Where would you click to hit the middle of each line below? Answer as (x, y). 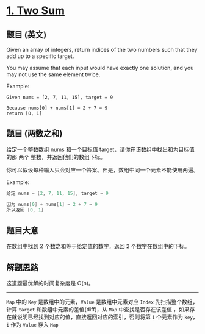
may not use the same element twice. (53, 74)
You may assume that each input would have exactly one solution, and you (100, 68)
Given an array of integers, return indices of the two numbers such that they (102, 50)
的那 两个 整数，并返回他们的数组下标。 (56, 157)
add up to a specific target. (40, 56)
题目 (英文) (27, 34)
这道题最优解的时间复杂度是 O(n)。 (50, 283)
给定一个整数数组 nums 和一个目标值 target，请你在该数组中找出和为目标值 (100, 149)
